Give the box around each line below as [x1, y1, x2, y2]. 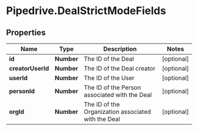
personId [9, 87, 35, 95]
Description [103, 45, 137, 53]
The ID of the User [83, 74, 135, 82]
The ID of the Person [83, 83, 141, 92]
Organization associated [83, 108, 151, 116]
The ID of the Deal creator [83, 65, 156, 72]
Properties [6, 28, 46, 38]
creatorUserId [9, 65, 49, 72]
